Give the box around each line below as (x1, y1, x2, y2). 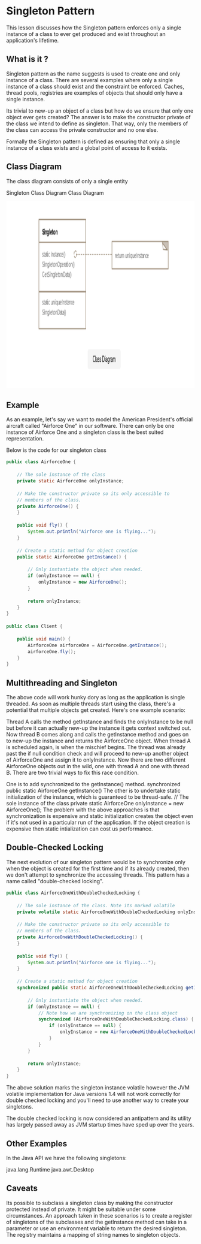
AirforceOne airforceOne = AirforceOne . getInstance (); (28, 642, 167, 648)
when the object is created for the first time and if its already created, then (6, 865, 190, 872)
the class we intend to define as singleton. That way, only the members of (6, 120, 188, 127)
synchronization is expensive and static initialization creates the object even (6, 813, 194, 820)
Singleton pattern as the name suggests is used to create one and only (6, 70, 181, 77)
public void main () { (17, 636, 71, 642)
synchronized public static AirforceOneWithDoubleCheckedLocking (17, 985, 184, 991)
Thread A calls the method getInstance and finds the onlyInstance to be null (6, 718, 193, 726)
